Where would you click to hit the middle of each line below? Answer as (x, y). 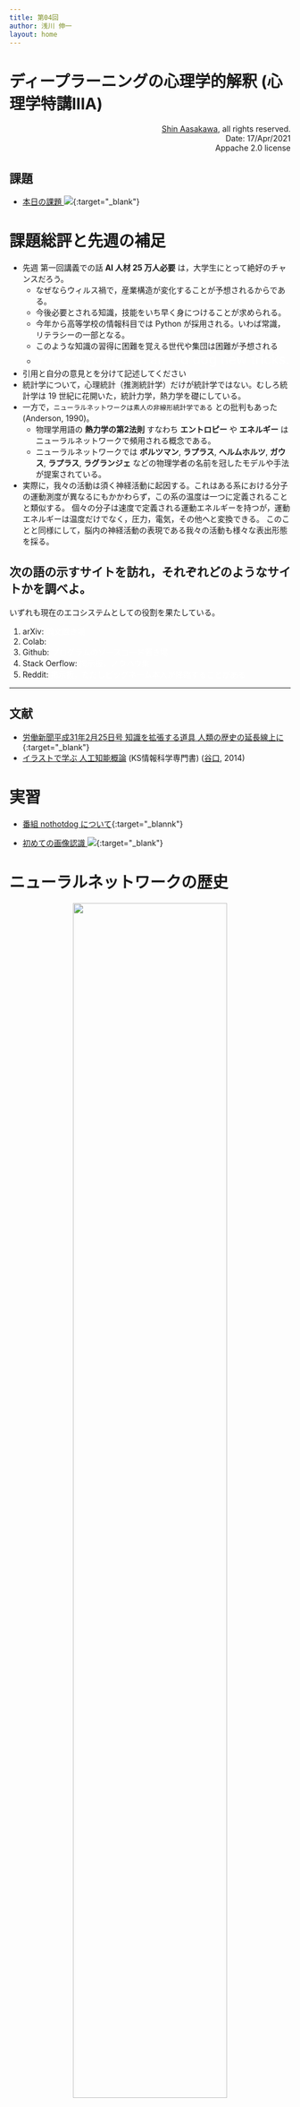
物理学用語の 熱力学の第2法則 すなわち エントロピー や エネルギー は (162, 430)
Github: (36, 652)
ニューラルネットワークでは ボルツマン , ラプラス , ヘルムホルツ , (152, 452)
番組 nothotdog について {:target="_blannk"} (103, 824)
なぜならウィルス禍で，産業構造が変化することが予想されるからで (157, 290)
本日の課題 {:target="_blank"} (81, 201)
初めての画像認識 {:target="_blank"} (92, 843)
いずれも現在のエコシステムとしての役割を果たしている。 (115, 612)
